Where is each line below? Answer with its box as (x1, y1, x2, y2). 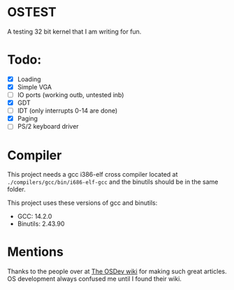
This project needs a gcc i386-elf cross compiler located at (7, 171, 178, 179)
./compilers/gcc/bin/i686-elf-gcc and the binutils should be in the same (7, 177, 219, 186)
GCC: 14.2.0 (17, 212, 52, 221)
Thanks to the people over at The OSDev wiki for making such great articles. (7, 267, 227, 276)
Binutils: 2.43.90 (17, 219, 65, 228)
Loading (17, 75, 41, 83)
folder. (7, 185, 26, 194)
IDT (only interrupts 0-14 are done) (17, 106, 118, 115)
